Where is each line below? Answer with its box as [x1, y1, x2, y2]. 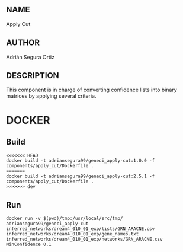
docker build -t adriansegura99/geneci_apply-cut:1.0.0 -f [6, 158, 155, 164]
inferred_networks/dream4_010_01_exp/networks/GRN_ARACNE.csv [6, 237, 163, 243]
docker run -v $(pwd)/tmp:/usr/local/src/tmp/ [6, 216, 123, 222]
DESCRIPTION [6, 71, 59, 81]
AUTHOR [6, 38, 40, 48]
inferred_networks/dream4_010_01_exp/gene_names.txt [6, 231, 139, 237]
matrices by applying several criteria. [6, 92, 97, 100]
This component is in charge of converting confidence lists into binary [6, 86, 178, 94]
